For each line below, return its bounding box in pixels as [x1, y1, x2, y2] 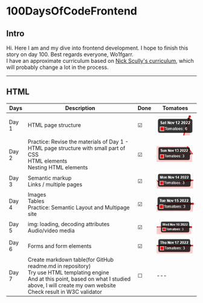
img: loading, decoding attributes [28, 220, 110, 227]
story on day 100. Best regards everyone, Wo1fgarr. [6, 51, 134, 58]
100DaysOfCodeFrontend [6, 4, 138, 18]
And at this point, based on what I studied [28, 275, 131, 282]
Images [28, 191, 47, 198]
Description [65, 105, 95, 112]
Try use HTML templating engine [28, 269, 109, 276]
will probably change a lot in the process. [6, 64, 109, 71]
